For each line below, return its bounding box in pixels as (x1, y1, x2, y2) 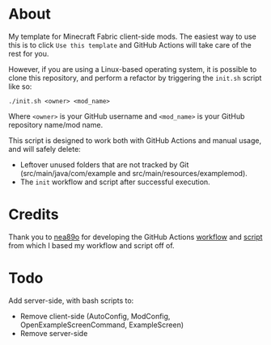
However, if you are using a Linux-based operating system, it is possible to (8, 64, 257, 74)
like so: (8, 82, 32, 91)
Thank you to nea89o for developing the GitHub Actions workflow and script (8, 232, 263, 242)
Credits (8, 205, 59, 224)
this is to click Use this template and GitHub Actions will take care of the (8, 40, 252, 49)
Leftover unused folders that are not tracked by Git (19, 159, 189, 170)
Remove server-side (19, 328, 88, 338)
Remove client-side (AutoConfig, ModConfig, (19, 311, 171, 321)
